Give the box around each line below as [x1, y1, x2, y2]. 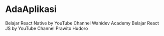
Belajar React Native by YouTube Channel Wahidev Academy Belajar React [5, 20, 159, 26]
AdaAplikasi [5, 3, 57, 15]
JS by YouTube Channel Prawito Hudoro [5, 25, 88, 31]
